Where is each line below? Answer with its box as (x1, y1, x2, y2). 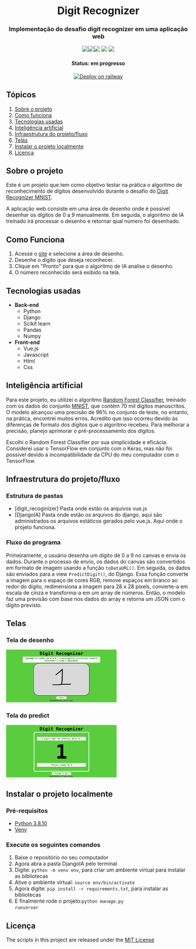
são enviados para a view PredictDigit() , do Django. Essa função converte (6, 570, 189, 578)
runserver (14, 905, 39, 911)
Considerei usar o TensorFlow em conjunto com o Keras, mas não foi (6, 445, 173, 452)
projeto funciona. (14, 524, 56, 531)
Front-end (14, 339, 40, 346)
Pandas (23, 326, 42, 333)
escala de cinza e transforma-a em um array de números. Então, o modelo (6, 589, 185, 596)
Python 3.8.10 (14, 820, 48, 827)
